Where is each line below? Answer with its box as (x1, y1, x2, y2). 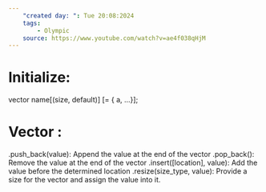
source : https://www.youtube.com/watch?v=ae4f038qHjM (22, 34, 206, 42)
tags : (22, 19, 42, 27)
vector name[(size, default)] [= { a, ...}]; (8, 95, 139, 105)
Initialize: (8, 69, 71, 86)
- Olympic (37, 26, 70, 34)
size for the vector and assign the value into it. (8, 175, 161, 185)
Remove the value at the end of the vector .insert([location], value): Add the (8, 158, 258, 168)
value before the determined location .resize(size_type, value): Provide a (8, 166, 248, 176)
